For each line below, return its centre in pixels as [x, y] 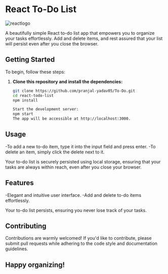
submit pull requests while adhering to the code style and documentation [81, 244]
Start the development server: [46, 109]
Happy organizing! [35, 265]
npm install [25, 100]
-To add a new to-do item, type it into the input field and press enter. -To [80, 146]
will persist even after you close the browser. [52, 43]
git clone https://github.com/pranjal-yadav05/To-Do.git [74, 91]
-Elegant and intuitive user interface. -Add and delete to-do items [73, 195]
